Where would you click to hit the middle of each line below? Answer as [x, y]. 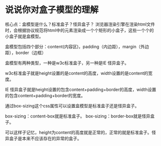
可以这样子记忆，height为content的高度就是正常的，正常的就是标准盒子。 [78, 132]
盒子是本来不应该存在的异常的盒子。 [45, 138]
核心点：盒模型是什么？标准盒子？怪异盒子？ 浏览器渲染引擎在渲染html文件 [80, 24]
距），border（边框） [26, 52]
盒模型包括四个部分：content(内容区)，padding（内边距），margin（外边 [77, 46]
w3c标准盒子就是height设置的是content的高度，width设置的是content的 [77, 73]
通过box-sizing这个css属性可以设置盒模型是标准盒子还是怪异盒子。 [72, 106]
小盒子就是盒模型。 [24, 36]
